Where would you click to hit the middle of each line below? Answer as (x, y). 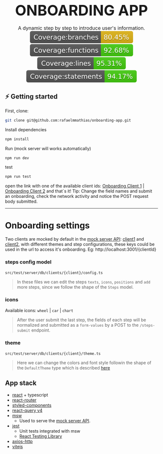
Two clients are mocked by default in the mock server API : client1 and (74, 239)
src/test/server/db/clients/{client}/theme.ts (53, 354)
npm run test (18, 177)
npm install (17, 139)
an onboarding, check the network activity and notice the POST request (77, 196)
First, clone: (17, 111)
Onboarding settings (48, 226)
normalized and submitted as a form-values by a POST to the (78, 325)
